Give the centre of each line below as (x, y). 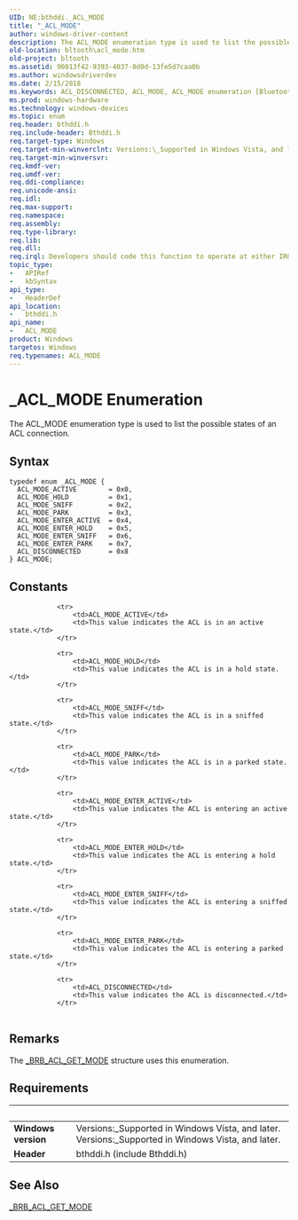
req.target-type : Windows (57, 141)
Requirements (49, 1088)
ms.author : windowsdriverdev (63, 75)
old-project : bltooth (49, 59)
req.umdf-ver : (35, 174)
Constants (39, 586)
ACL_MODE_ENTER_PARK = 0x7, (75, 544)
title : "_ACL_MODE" (45, 26)
